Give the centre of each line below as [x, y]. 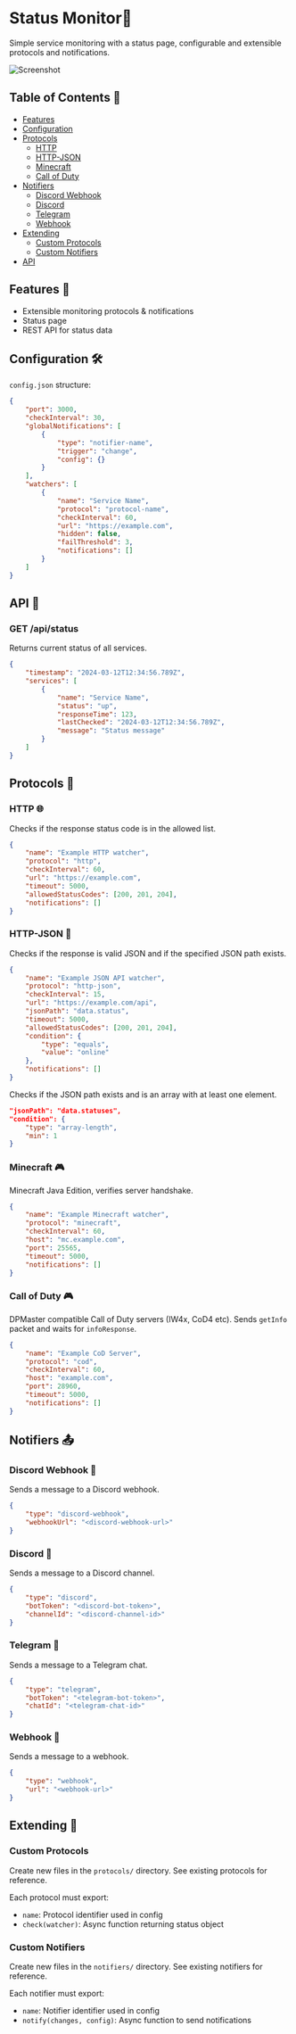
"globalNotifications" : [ [74, 426]
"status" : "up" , [87, 706]
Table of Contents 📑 [65, 98]
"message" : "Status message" [111, 731]
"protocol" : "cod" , [62, 1361]
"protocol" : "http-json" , [74, 986]
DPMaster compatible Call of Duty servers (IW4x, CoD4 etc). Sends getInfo [148, 1319]
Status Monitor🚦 [71, 18]
